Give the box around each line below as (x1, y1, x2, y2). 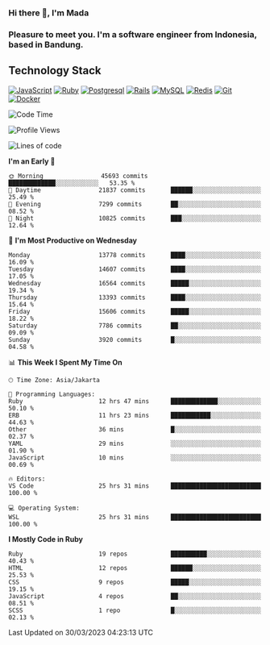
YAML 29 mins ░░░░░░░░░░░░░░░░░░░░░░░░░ (8, 439, 262, 447)
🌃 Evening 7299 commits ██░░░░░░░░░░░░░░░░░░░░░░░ (8, 200, 262, 208)
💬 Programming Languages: (8, 390, 95, 398)
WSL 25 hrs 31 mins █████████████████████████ (8, 513, 262, 521)
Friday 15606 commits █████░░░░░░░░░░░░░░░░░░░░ (8, 307, 262, 315)
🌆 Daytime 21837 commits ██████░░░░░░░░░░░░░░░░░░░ (8, 185, 262, 194)
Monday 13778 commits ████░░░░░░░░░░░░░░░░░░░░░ (8, 251, 262, 259)
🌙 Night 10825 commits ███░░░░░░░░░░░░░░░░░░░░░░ (8, 214, 262, 223)
